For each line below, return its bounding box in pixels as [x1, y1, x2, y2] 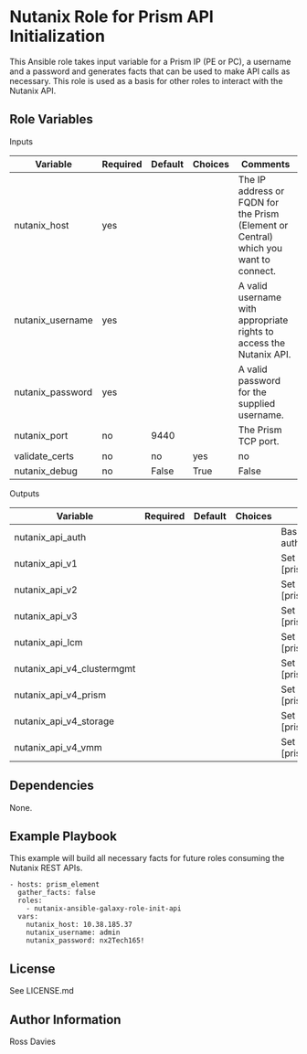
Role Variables [9, 112, 93, 127]
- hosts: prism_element [9, 880, 101, 889]
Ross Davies [9, 1036, 57, 1047]
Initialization [9, 26, 105, 47]
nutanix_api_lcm [14, 635, 84, 648]
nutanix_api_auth [14, 530, 87, 543]
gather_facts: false [17, 889, 96, 898]
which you [238, 241, 283, 254]
